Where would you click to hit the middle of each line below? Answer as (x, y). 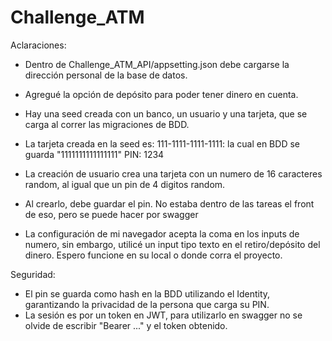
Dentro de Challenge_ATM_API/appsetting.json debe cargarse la (157, 64)
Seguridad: (33, 274)
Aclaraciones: (38, 45)
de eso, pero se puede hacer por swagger (111, 214)
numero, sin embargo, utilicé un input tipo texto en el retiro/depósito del (172, 244)
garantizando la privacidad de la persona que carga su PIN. (147, 304)
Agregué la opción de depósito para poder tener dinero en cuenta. (161, 94)
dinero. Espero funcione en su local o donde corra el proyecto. (153, 255)
